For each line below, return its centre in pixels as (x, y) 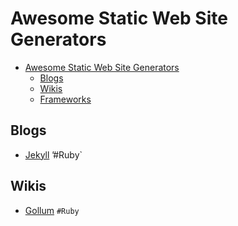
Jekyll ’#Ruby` (53, 154)
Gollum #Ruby (52, 210)
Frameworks (65, 99)
